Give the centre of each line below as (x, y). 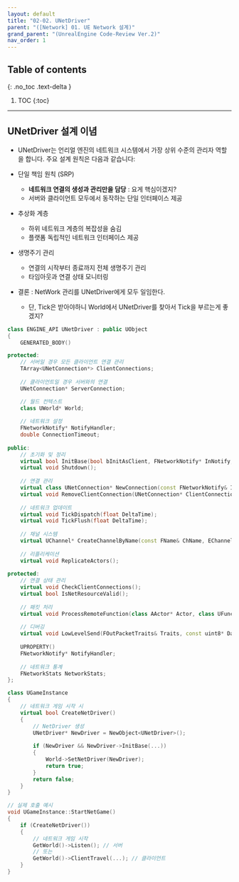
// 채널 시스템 (39, 534)
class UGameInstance (38, 693)
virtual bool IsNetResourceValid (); (75, 594)
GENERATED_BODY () (46, 343)
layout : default (31, 14)
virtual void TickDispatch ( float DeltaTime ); (89, 514)
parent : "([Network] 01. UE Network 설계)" (71, 27)
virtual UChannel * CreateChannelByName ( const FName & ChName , (112, 541)
